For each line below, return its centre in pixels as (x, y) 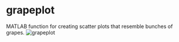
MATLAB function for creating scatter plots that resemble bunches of (89, 26)
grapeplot (30, 10)
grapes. (15, 32)
